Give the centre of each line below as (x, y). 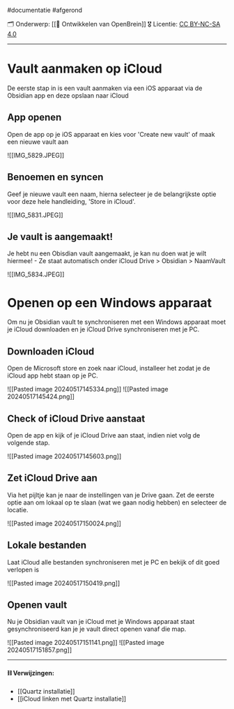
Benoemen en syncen (55, 177)
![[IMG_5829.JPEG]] (36, 155)
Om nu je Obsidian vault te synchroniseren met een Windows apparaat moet (117, 322)
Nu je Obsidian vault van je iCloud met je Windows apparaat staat (101, 622)
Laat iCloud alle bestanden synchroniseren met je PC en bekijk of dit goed (114, 562)
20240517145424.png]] (41, 396)
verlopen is (23, 569)
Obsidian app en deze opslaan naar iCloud (68, 95)
